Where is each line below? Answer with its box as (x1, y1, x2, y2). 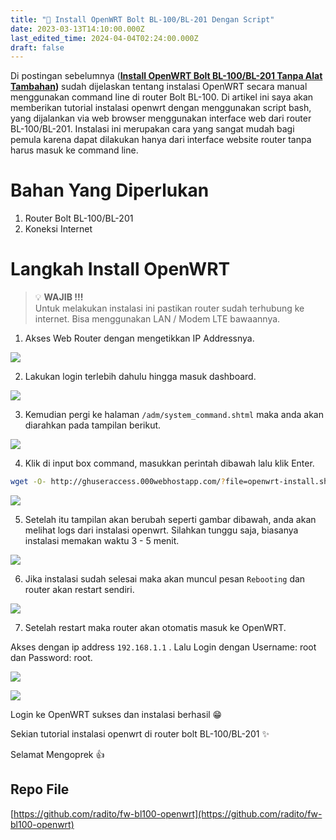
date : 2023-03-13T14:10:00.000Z (10, 24, 145, 34)
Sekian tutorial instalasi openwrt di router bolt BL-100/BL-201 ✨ (10, 728, 270, 740)
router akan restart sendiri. (24, 584, 135, 595)
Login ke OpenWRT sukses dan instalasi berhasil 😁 (10, 709, 223, 720)
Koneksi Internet (24, 223, 93, 235)
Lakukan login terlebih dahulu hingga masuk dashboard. (24, 371, 257, 383)
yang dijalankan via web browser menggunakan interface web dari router (10, 112, 312, 125)
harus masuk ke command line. (10, 144, 139, 156)
